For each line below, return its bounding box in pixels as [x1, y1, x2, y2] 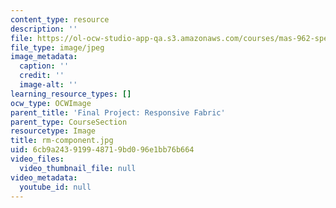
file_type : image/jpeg [10, 42, 105, 53]
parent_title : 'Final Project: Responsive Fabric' [10, 107, 226, 118]
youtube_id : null [19, 182, 92, 192]
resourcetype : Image [10, 126, 97, 136]
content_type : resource [10, 14, 110, 25]
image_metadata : [10, 52, 78, 62]
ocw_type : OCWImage [10, 98, 92, 108]
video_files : [10, 154, 65, 164]
